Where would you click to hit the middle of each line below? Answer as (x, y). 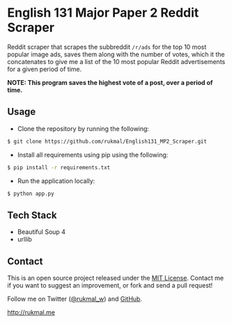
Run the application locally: (56, 181)
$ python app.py (31, 194)
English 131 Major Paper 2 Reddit (103, 13)
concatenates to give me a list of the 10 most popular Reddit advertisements (116, 61)
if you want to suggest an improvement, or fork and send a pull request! (110, 285)
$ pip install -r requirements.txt (59, 167)
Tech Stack (32, 215)
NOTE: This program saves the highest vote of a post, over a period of (110, 82)
